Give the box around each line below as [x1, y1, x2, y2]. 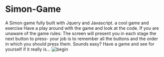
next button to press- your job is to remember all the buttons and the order [5, 36, 159, 42]
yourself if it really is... [5, 46, 51, 52]
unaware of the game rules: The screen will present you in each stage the [5, 30, 157, 36]
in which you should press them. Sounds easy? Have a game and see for [5, 41, 155, 47]
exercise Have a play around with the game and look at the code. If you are [5, 25, 160, 31]
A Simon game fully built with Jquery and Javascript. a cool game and [5, 20, 149, 26]
